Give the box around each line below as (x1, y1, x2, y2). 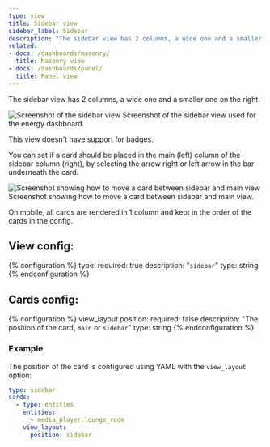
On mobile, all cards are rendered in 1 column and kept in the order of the (8, 207, 252, 217)
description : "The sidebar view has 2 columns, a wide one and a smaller (8, 34, 263, 43)
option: (8, 370, 32, 380)
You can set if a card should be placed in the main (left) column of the (8, 150, 241, 160)
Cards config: (8, 292, 79, 306)
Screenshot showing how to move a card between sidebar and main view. (8, 191, 255, 201)
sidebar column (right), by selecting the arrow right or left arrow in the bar (8, 159, 255, 168)
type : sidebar (8, 385, 57, 394)
